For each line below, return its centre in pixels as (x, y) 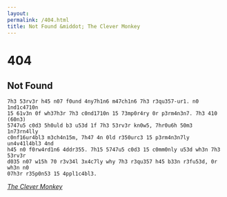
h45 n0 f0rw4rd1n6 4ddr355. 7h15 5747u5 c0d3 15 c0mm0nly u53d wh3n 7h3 (114, 150)
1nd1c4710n (23, 107)
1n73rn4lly (23, 132)
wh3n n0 (18, 168)
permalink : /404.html (38, 20)
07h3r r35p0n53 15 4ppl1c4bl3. (52, 174)
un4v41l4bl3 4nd (30, 144)
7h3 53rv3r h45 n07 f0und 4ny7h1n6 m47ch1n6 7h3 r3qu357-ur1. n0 (103, 102)
